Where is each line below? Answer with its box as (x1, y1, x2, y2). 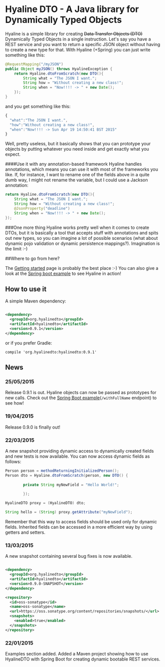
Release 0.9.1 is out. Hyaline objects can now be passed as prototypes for (5, 390, 157, 396)
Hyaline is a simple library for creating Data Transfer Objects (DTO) (5, 31, 143, 37)
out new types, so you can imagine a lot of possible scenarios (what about (5, 235, 158, 241)
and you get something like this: (5, 103, 71, 109)
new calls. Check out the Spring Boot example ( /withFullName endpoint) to (5, 395, 157, 401)
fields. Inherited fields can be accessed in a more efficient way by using (5, 524, 153, 530)
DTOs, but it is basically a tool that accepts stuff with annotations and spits (5, 229, 159, 236)
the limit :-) (5, 245, 28, 251)
